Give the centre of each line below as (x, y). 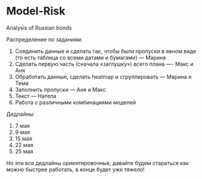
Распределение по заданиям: (45, 39)
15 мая (24, 138)
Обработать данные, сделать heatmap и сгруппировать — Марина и (103, 77)
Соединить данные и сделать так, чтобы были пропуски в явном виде (106, 51)
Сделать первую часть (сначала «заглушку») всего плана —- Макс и (104, 64)
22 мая (24, 145)
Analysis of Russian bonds (39, 28)
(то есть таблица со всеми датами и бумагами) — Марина (90, 57)
